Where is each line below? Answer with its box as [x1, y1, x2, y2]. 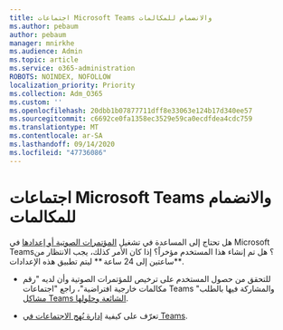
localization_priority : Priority [9, 81, 136, 90]
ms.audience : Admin [9, 47, 83, 56]
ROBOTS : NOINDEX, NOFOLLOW [9, 73, 111, 82]
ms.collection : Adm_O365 [9, 89, 103, 98]
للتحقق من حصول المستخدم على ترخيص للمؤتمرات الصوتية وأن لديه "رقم [22, 273, 271, 284]
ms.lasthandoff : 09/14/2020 [9, 140, 116, 149]
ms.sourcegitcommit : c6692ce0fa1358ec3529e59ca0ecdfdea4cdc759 [9, 114, 253, 123]
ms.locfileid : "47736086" [9, 148, 107, 157]
